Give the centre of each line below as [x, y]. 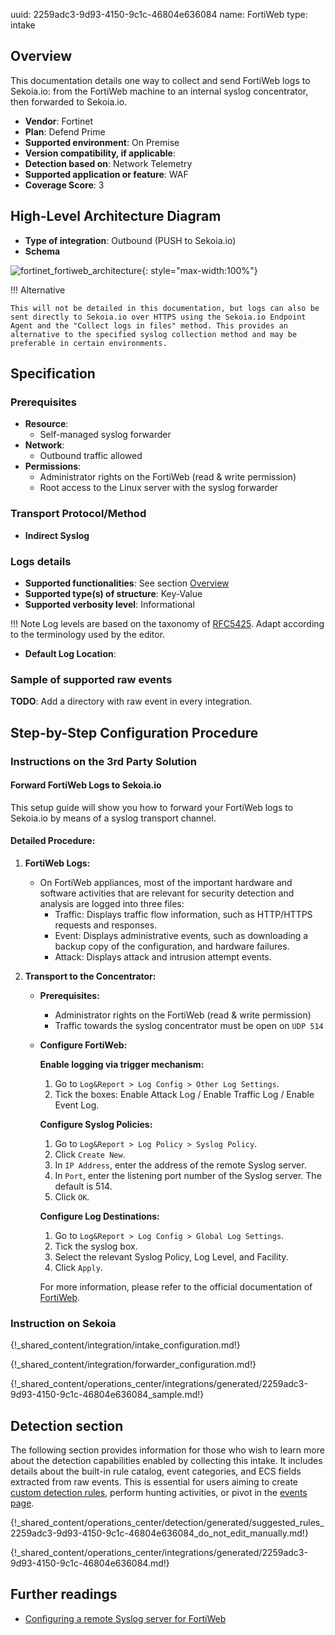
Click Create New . [90, 1154]
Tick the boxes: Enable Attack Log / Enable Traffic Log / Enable [184, 1094]
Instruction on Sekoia [63, 1323]
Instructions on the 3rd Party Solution [103, 761]
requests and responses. [106, 925]
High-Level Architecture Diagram [116, 216]
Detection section [67, 1425]
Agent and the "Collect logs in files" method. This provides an [149, 325]
